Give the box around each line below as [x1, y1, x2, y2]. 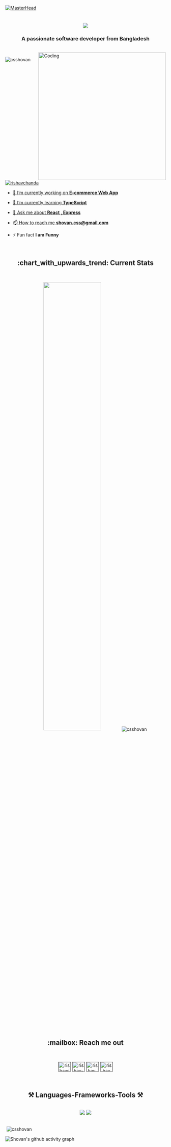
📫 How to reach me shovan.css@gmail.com [12, 220, 108, 226]
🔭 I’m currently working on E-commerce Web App [12, 189, 119, 196]
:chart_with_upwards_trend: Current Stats [17, 258, 154, 267]
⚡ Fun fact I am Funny [12, 232, 60, 238]
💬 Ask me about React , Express [12, 209, 81, 216]
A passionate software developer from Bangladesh [21, 35, 150, 42]
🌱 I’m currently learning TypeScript [12, 200, 87, 206]
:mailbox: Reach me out [47, 1038, 124, 1047]
